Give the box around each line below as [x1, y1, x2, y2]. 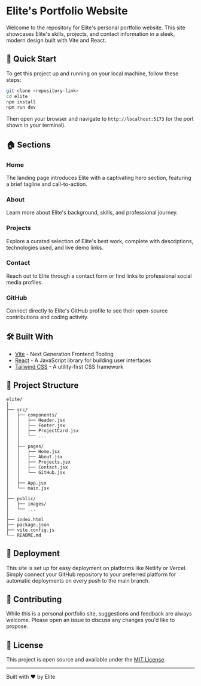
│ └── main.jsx [6, 485, 50, 491]
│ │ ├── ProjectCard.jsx [6, 427, 79, 434]
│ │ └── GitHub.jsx [6, 469, 66, 476]
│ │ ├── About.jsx [6, 454, 63, 460]
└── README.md [6, 532, 42, 538]
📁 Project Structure [6, 381, 79, 391]
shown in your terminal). [6, 121, 66, 129]
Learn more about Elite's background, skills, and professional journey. [6, 209, 178, 216]
